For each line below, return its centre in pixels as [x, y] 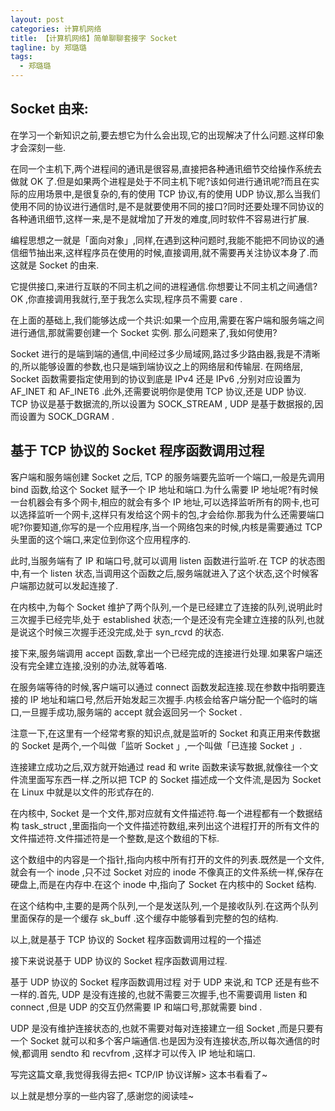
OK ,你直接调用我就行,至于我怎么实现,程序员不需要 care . [126, 298]
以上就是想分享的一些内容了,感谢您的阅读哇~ [102, 1095]
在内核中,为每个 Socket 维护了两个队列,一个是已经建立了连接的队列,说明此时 [166, 607]
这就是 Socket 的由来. [55, 265]
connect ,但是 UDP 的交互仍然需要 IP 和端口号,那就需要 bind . [136, 1007]
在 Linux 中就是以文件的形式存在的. [82, 792]
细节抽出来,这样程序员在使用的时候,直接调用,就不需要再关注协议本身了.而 [168, 252]
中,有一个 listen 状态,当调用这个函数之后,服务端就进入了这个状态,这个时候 [160, 573]
